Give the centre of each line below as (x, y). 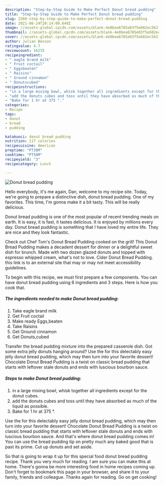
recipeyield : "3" (23, 159)
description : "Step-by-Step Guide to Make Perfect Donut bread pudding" (81, 10)
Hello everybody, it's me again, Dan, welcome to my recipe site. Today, (76, 192)
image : (12, 28)
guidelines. (16, 267)
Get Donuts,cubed (31, 337)
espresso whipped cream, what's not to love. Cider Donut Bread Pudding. (79, 257)
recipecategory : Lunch (28, 164)
